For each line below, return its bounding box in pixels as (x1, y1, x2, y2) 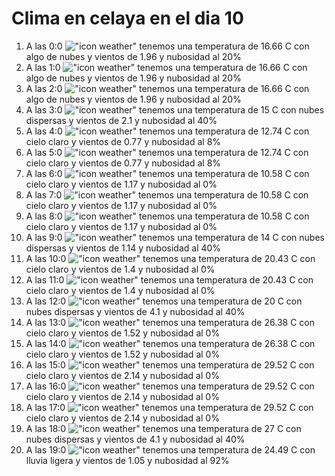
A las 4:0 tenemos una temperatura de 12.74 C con (25, 125, 310, 137)
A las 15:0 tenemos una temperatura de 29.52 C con (25, 358, 315, 371)
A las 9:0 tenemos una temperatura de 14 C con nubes (25, 231, 325, 243)
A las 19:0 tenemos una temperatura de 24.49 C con (25, 443, 316, 456)
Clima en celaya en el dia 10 (11, 7, 244, 30)
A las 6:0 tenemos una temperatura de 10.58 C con (25, 167, 310, 179)
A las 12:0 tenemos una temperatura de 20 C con (25, 295, 303, 307)
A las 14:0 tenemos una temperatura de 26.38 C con (25, 337, 316, 349)
